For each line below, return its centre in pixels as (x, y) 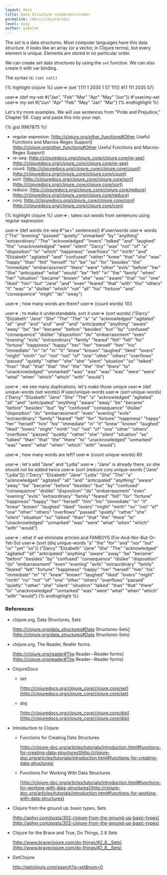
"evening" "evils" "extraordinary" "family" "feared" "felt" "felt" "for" (75, 340)
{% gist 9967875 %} (26, 127)
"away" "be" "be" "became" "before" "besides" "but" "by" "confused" (78, 329)
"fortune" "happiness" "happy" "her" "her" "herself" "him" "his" (71, 345)
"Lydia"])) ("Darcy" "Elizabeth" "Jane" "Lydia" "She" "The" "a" (69, 475)
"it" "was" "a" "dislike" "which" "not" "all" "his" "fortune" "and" (70, 289)
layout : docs (19, 10)
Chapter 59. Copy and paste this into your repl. (53, 117)
